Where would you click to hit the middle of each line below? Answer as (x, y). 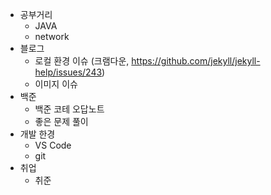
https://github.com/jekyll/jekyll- (196, 61)
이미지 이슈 (56, 84)
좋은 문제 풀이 (61, 121)
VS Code (53, 145)
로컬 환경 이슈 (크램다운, (82, 61)
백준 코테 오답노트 (69, 109)
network (52, 36)
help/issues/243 (68, 72)
